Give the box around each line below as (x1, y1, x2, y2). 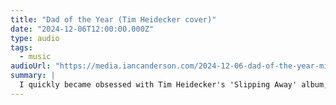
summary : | (10, 71, 56, 81)
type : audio (10, 33, 60, 43)
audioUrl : (10, 61, 52, 71)
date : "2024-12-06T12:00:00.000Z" (10, 24, 155, 34)
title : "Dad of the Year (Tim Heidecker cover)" (10, 14, 217, 25)
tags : (10, 42, 33, 53)
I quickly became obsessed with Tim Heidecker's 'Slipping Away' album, (19, 80, 329, 90)
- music (19, 52, 52, 62)
